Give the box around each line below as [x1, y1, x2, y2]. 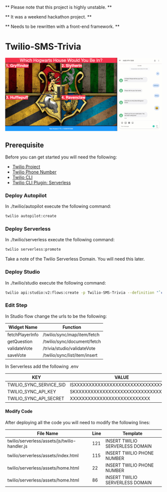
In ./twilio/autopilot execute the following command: [5, 203, 111, 209]
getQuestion [7, 338, 33, 344]
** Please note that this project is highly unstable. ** [5, 4, 112, 10]
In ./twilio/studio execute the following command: [5, 280, 106, 286]
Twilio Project [12, 164, 41, 170]
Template [122, 431, 143, 437]
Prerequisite [5, 141, 44, 149]
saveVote [7, 352, 26, 358]
